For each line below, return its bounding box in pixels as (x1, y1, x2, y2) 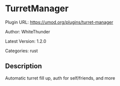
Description (5, 62, 42, 70)
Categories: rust (5, 48, 38, 54)
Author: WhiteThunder (5, 29, 50, 34)
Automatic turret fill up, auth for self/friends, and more (5, 75, 115, 81)
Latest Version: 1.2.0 (5, 38, 46, 44)
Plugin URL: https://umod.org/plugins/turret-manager (5, 19, 114, 25)
